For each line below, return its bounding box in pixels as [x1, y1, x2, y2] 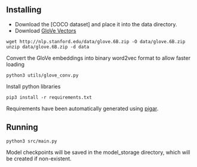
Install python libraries [6, 83, 61, 90]
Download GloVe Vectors [14, 27, 76, 34]
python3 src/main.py [6, 138, 58, 144]
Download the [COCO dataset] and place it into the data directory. [14, 20, 177, 28]
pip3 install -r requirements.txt [6, 94, 93, 101]
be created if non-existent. [6, 155, 72, 162]
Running [6, 122, 39, 132]
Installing [6, 5, 42, 15]
